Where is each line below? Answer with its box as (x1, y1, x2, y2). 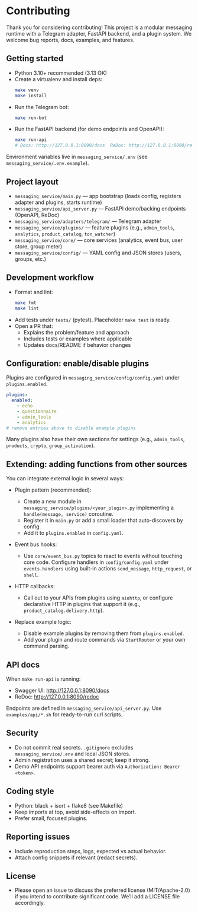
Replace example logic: (14, 618, 72, 626)
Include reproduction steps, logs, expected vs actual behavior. (14, 847, 167, 854)
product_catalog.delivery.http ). (23, 607, 105, 614)
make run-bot (14, 114, 47, 121)
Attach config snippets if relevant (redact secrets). (14, 854, 138, 861)
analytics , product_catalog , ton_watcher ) (14, 230, 116, 237)
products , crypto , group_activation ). (6, 442, 95, 449)
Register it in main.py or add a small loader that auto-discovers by (23, 517, 183, 524)
